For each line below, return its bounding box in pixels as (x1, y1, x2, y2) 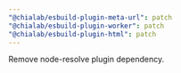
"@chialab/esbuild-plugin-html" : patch (8, 29, 157, 38)
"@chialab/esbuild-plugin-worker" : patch (8, 21, 165, 30)
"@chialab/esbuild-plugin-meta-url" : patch (8, 12, 173, 22)
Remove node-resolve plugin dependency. (8, 54, 165, 65)
